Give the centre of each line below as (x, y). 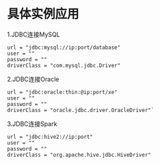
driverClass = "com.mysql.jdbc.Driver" (64, 65)
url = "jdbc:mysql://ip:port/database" (64, 47)
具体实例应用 (43, 14)
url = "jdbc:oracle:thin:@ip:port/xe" (62, 92)
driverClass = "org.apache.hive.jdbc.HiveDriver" (79, 155)
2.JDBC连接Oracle (33, 79)
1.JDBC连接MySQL (34, 34)
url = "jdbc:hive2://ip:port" (50, 137)
